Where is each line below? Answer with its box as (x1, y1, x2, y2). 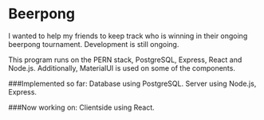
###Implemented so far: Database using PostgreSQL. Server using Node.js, (8, 79, 257, 88)
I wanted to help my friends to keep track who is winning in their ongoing (8, 31, 248, 41)
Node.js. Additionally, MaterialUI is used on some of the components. (8, 63, 235, 72)
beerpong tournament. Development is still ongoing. (8, 39, 179, 48)
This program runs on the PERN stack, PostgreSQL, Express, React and (8, 55, 242, 64)
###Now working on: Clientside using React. (8, 103, 156, 112)
